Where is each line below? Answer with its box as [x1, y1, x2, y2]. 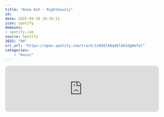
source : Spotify [5, 34, 38, 39]
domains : [5, 25, 23, 30]
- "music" [14, 52, 34, 57]
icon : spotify [5, 20, 34, 26]
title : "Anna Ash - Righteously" [5, 7, 73, 12]
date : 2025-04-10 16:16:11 [5, 16, 60, 21]
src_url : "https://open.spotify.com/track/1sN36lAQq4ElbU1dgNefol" [5, 43, 145, 48]
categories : [5, 48, 29, 52]
